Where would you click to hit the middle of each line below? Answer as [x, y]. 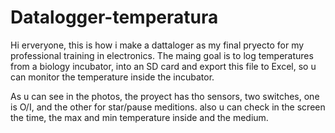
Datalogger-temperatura [114, 17]
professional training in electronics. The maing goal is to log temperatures [162, 55]
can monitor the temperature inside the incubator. [112, 77]
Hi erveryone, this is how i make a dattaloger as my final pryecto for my [157, 45]
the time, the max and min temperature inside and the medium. [139, 117]
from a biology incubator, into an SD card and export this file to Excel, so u [163, 66]
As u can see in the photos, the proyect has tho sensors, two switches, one [165, 96]
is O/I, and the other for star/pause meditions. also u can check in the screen [168, 107]
